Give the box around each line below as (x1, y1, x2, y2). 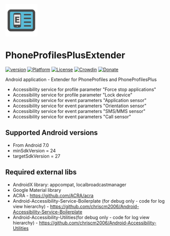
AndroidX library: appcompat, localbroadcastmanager (12, 181, 126, 188)
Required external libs (5, 168, 77, 176)
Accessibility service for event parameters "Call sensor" (12, 113, 132, 120)
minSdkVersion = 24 (12, 147, 56, 153)
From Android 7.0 (12, 142, 49, 148)
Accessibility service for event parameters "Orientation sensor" (12, 103, 147, 109)
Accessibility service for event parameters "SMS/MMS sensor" (12, 108, 146, 114)
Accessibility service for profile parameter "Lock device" (12, 91, 133, 98)
